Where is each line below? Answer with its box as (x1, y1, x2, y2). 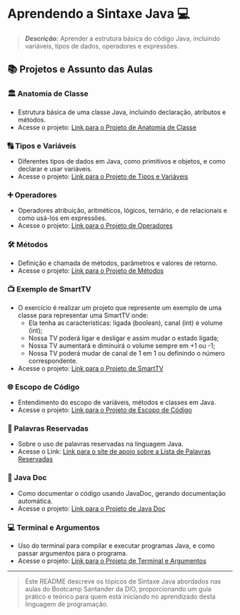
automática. (17, 496, 53, 505)
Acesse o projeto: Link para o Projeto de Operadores (17, 221, 173, 230)
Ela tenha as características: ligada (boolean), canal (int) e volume (28, 319, 223, 327)
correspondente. (28, 356, 78, 365)
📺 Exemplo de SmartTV (7, 284, 91, 294)
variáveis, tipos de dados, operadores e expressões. (24, 41, 179, 50)
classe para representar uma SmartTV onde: (17, 311, 149, 319)
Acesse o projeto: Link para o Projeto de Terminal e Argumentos (17, 556, 207, 565)
